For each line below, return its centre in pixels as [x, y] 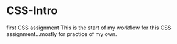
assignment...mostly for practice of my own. [62, 34]
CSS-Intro [32, 11]
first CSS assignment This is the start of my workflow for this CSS [89, 28]
